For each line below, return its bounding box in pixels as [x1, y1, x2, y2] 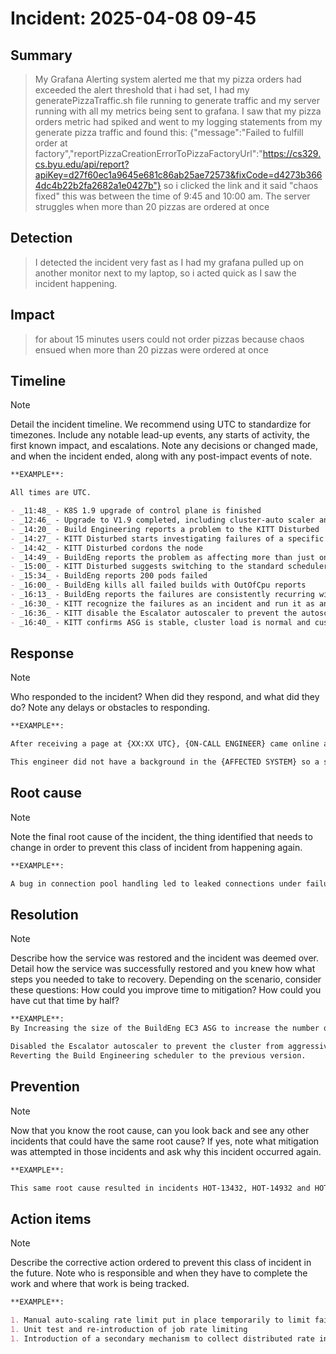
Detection [10, 230, 73, 247]
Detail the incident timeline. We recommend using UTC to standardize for [10, 418, 312, 431]
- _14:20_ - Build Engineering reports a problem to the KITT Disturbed [10, 524, 320, 534]
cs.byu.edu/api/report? [34, 158, 130, 170]
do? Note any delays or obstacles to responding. [10, 702, 211, 714]
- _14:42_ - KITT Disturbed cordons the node [10, 543, 203, 553]
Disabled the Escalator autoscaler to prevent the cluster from [10, 1042, 284, 1052]
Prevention [10, 1078, 80, 1096]
